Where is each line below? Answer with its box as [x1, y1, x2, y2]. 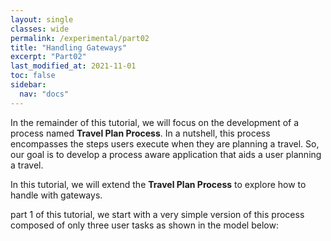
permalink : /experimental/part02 [10, 33, 150, 43]
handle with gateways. [10, 189, 103, 201]
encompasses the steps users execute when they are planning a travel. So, [10, 137, 320, 150]
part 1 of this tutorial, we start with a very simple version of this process [10, 208, 305, 220]
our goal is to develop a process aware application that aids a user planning [10, 148, 322, 160]
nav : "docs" [19, 89, 70, 99]
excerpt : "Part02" [10, 52, 87, 62]
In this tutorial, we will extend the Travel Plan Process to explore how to [10, 178, 307, 190]
